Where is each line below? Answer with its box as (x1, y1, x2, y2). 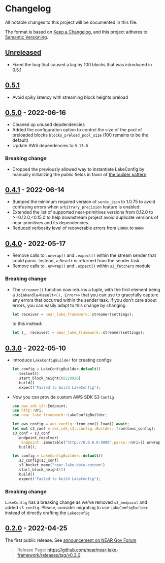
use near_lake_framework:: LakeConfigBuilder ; (12, 413, 107, 418)
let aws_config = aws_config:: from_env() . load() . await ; (12, 422, 130, 427)
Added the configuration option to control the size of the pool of (12, 127, 142, 133)
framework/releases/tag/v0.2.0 (17, 552, 81, 558)
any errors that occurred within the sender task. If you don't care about (12, 297, 157, 303)
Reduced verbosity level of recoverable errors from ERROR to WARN (12, 225, 144, 231)
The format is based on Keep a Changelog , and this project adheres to (5, 29, 148, 35)
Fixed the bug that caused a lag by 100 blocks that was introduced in (12, 61, 152, 67)
